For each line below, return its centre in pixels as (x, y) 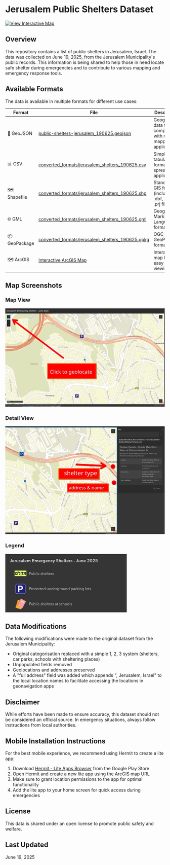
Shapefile (17, 197)
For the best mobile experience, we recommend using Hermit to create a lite (84, 753)
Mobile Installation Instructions (55, 741)
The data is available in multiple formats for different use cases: (71, 101)
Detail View (19, 418)
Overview (21, 39)
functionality (26, 784)
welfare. (14, 829)
